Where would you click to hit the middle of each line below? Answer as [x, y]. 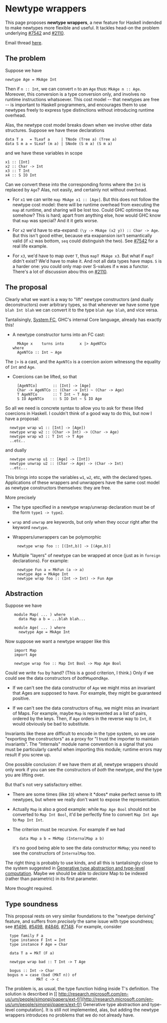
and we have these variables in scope [44, 153]
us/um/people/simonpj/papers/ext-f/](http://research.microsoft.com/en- [79, 999]
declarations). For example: [40, 561]
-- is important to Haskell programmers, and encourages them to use [76, 105]
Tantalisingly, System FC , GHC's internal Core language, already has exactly [83, 319]
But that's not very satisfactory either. [44, 785]
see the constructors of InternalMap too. [54, 853]
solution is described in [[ [31, 994]
